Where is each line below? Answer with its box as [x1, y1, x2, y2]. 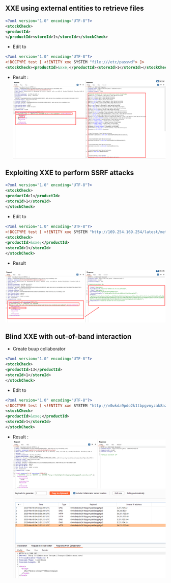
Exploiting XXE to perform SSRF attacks [5, 169, 134, 177]
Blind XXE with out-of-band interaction [5, 332, 132, 341]
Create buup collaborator [12, 346, 66, 352]
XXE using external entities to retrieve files [5, 4, 144, 13]
